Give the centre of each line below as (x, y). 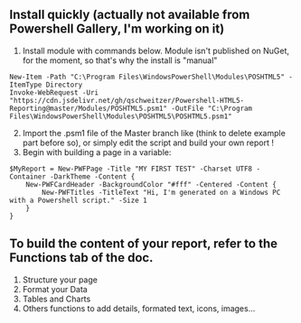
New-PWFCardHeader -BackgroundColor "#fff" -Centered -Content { (151, 184)
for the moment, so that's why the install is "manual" (120, 60)
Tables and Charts (56, 299)
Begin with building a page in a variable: (97, 152)
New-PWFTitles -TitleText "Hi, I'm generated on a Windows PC (161, 192)
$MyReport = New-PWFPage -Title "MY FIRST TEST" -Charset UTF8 (131, 169)
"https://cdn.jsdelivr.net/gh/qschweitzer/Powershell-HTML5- (127, 100)
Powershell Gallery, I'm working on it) (117, 29)
